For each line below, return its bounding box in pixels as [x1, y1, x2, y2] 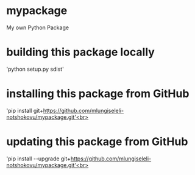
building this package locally [6, 45, 155, 59]
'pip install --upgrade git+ [6, 155, 71, 162]
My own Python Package [6, 24, 69, 31]
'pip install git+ [6, 107, 44, 114]
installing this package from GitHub [6, 87, 190, 101]
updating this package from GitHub [6, 135, 188, 148]
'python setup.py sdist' [6, 65, 64, 73]
